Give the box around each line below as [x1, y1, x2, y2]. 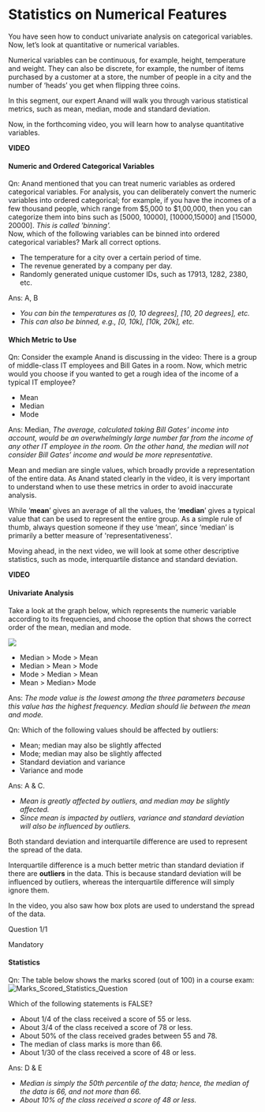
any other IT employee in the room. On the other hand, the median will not [8, 442, 249, 451]
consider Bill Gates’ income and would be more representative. [8, 450, 213, 459]
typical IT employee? [8, 377, 77, 388]
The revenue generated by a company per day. [19, 261, 173, 271]
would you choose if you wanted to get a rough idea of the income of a [8, 369, 239, 379]
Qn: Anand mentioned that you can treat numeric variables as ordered [8, 179, 236, 189]
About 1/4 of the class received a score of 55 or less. [19, 1014, 192, 1024]
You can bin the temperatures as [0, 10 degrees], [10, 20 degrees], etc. [19, 309, 250, 318]
